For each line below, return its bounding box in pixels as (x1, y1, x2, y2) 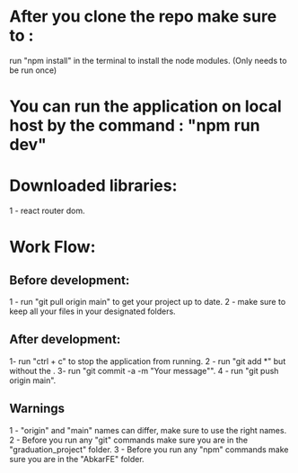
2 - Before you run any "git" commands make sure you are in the (9, 434, 249, 445)
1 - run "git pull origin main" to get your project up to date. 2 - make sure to (9, 297, 286, 308)
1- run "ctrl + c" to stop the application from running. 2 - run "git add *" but (9, 355, 286, 366)
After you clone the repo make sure (9, 6, 277, 27)
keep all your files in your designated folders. (9, 306, 177, 317)
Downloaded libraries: (9, 175, 178, 196)
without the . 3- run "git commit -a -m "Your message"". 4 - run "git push (9, 365, 279, 376)
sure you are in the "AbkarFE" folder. (9, 453, 145, 464)
